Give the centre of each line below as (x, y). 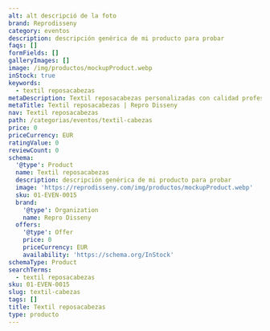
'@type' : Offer (48, 233)
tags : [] (23, 300)
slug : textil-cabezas (45, 292)
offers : (29, 225)
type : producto (34, 314)
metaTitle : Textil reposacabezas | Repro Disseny (93, 105)
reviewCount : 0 (34, 150)
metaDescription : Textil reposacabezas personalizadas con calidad (124, 98)
